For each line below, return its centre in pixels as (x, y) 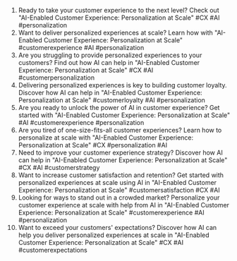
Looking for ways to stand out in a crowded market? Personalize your (119, 198)
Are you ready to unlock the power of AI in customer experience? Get (119, 108)
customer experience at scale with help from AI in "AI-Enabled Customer (124, 205)
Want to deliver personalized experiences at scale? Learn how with (116, 32)
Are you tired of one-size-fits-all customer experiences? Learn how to (120, 130)
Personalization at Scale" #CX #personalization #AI (93, 145)
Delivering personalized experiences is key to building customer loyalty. (123, 85)
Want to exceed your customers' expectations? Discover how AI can (117, 227)
